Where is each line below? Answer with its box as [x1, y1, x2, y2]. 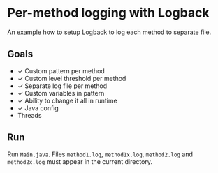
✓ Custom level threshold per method [17, 74, 126, 82]
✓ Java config [17, 103, 59, 112]
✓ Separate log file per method [17, 82, 108, 90]
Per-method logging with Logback [7, 5, 210, 21]
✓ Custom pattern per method [17, 66, 105, 75]
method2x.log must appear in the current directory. [7, 157, 152, 165]
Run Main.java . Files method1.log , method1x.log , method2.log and [7, 150, 194, 158]
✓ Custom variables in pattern [17, 89, 105, 97]
